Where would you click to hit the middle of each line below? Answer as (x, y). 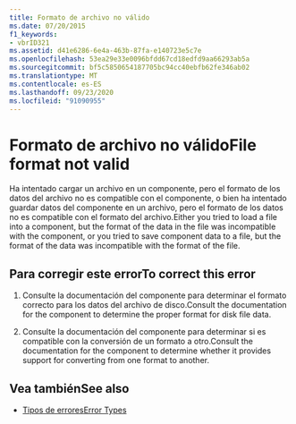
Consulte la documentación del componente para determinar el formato (154, 295)
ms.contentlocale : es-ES (55, 84)
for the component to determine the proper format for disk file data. (147, 315)
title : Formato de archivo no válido (80, 17)
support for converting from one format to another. (116, 360)
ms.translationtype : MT (54, 76)
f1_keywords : (34, 34)
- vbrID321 (30, 42)
